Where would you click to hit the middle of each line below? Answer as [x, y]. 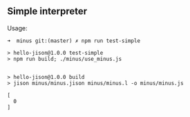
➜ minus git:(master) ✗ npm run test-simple [74, 41]
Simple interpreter [47, 11]
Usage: [17, 28]
